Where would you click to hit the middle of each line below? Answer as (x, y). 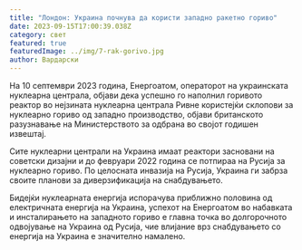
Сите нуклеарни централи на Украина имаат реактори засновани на (142, 151)
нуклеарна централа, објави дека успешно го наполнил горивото (136, 95)
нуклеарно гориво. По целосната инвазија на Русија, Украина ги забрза (149, 170)
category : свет (38, 34)
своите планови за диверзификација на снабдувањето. (117, 180)
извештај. (28, 134)
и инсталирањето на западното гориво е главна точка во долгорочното (148, 217)
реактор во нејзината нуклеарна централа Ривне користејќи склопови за (151, 105)
